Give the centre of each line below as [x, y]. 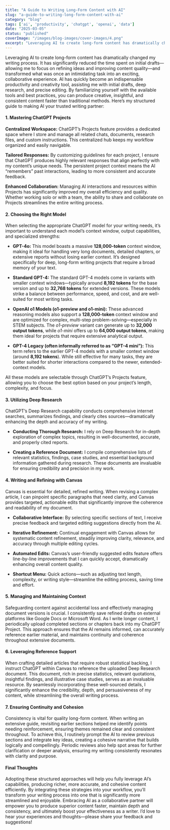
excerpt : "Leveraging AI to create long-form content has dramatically [82, 43]
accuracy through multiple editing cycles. [56, 544]
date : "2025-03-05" [26, 29]
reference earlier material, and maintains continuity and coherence [75, 634]
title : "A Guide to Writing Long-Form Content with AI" [65, 10]
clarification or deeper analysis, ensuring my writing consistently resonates [83, 751]
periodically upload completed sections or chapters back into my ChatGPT [83, 624]
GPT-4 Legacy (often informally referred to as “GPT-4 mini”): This [83, 346]
